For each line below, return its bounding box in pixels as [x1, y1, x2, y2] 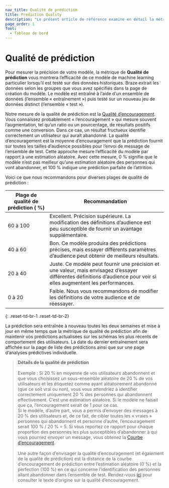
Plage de [15, 191, 37, 198]
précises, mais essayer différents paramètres [49, 246, 156, 253]
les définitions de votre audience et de [49, 294, 140, 301]
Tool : [5, 26, 17, 31]
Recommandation [83, 197, 127, 204]
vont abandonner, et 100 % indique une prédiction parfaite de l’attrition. [5, 164, 153, 170]
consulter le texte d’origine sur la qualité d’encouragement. [17, 477, 140, 483]
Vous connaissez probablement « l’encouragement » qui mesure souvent [5, 116, 157, 122]
